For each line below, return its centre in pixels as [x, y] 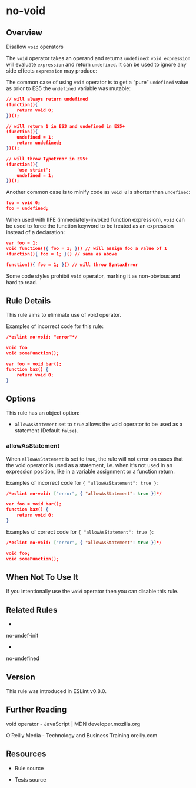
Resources [26, 754]
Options [21, 398]
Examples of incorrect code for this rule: [55, 326]
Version [21, 677]
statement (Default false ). [46, 431]
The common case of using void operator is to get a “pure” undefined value [97, 82]
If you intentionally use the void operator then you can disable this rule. [92, 592]
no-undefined [23, 658]
